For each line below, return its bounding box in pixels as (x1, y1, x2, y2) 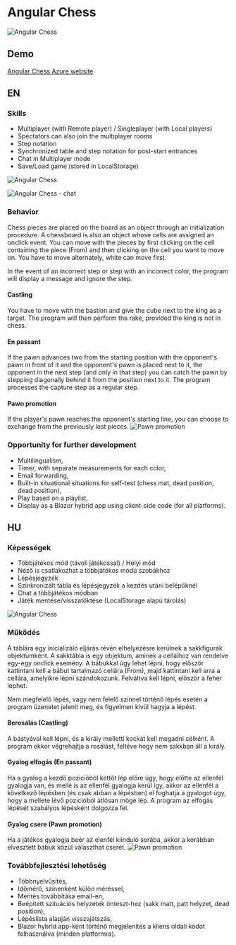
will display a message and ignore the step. (7, 274, 132, 283)
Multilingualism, (17, 456, 63, 465)
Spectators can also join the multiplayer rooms (17, 132, 153, 141)
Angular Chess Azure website (7, 66, 94, 75)
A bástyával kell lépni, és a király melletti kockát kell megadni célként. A (7, 734, 215, 742)
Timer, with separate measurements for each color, (17, 463, 166, 472)
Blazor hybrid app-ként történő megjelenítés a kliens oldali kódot (17, 922, 206, 930)
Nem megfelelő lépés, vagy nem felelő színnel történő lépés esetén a (7, 695, 208, 703)
